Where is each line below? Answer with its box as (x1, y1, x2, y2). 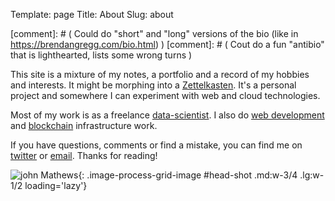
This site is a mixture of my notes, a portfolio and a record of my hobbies (10, 69, 310, 80)
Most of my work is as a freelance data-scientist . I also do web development (10, 109, 325, 121)
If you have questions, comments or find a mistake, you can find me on (10, 139, 303, 151)
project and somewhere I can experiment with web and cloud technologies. (10, 90, 321, 101)
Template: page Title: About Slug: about (10, 9, 174, 20)
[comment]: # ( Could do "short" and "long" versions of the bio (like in (10, 28, 299, 39)
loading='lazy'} (24, 180, 88, 191)
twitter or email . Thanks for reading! (10, 150, 158, 161)
